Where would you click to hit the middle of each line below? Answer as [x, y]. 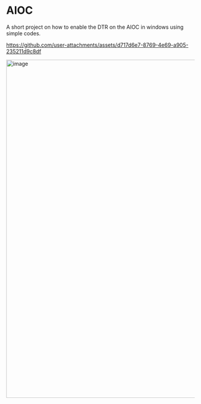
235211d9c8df [24, 51]
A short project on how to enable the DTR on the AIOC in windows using [95, 27]
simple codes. [23, 33]
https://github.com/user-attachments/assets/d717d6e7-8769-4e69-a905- [97, 45]
